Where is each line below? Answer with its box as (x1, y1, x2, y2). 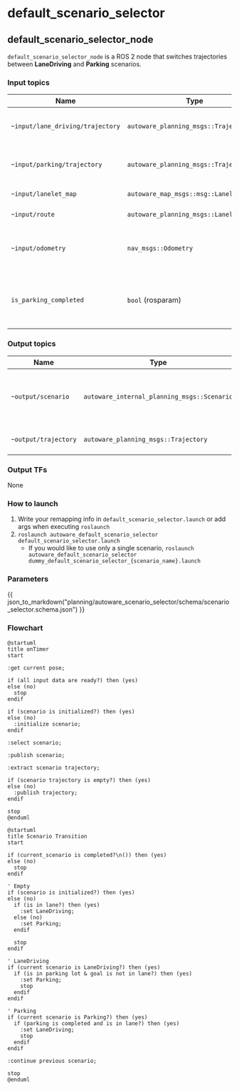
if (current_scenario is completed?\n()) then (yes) (7, 851, 167, 858)
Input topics (7, 77, 50, 87)
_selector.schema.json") (7, 605, 78, 614)
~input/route (11, 210, 55, 219)
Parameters (7, 574, 48, 584)
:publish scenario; (7, 751, 65, 759)
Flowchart (7, 623, 43, 633)
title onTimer (7, 645, 50, 653)
